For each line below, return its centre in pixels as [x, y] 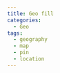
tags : [15, 33]
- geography [31, 40]
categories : [24, 20]
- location [29, 59]
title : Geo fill [30, 14]
